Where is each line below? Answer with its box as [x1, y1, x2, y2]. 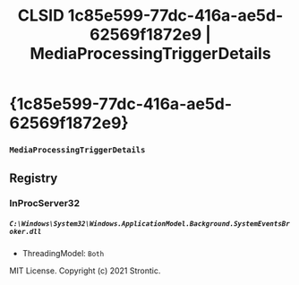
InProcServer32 [9, 197, 81, 210]
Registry [9, 170, 58, 186]
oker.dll [9, 228, 42, 237]
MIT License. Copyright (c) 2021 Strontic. [9, 265, 161, 276]
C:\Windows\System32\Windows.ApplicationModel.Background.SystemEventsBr [9, 220, 291, 229]
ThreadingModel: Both [21, 248, 105, 259]
